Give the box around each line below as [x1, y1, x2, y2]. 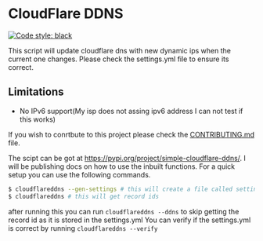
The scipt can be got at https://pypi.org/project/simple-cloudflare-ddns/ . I [8, 153, 247, 162]
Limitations [8, 86, 64, 99]
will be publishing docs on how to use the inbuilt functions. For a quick [8, 162, 236, 171]
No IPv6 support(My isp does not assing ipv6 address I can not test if [19, 106, 243, 115]
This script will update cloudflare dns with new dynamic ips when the [8, 46, 231, 55]
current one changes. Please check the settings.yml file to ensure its [8, 54, 229, 64]
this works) [19, 115, 56, 124]
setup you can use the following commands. [8, 170, 151, 179]
